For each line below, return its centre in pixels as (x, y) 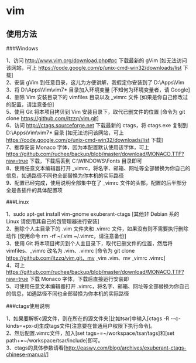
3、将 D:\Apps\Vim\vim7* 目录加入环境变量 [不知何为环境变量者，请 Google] (98, 90)
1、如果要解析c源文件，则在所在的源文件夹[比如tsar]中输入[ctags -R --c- (94, 318)
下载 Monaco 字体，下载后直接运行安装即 (79, 279)
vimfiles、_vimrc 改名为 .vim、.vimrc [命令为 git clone (71, 251)
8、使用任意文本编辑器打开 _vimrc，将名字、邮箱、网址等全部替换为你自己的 (98, 168)
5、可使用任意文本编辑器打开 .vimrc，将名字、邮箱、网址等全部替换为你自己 (98, 286)
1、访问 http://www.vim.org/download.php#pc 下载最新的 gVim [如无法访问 (97, 60)
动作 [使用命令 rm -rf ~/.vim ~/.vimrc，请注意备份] (66, 236)
